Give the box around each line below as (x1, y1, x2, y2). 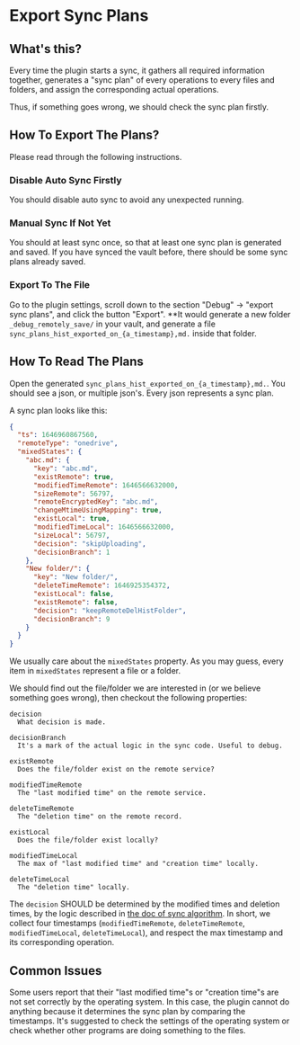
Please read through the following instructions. (9, 151, 182, 162)
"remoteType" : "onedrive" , (17, 439, 119, 448)
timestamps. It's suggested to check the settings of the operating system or (9, 1015, 290, 1026)
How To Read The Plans (9, 354, 144, 370)
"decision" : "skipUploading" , (32, 539, 146, 549)
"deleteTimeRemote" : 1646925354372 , (32, 581, 171, 590)
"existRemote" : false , (32, 597, 119, 607)
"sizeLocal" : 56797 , (32, 531, 110, 540)
